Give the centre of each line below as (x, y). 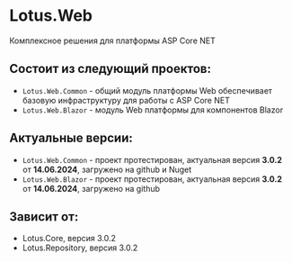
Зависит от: (44, 217)
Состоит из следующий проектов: (110, 69)
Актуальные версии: (71, 138)
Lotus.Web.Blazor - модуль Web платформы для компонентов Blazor (153, 110)
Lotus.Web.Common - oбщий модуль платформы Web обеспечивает (147, 90)
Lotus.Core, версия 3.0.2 (69, 239)
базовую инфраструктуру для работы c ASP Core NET (126, 100)
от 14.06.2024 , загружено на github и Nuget (107, 169)
